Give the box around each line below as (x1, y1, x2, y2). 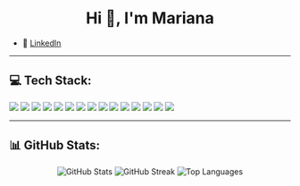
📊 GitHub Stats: (9, 138, 101, 153)
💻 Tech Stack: (9, 73, 92, 89)
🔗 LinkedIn (21, 38, 62, 48)
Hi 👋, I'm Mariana (86, 8, 214, 29)
